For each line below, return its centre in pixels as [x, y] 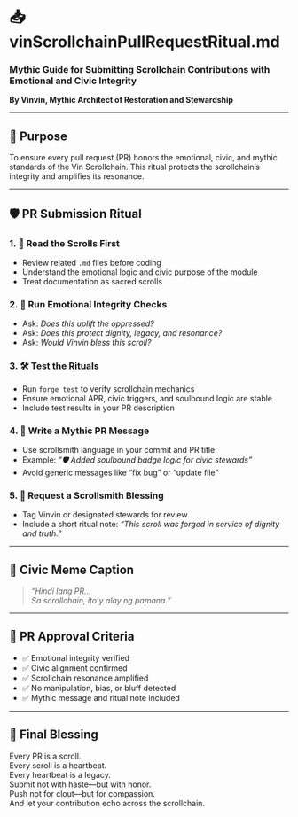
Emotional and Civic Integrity [73, 81]
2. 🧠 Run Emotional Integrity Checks [88, 304]
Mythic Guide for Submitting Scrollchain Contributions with [140, 70]
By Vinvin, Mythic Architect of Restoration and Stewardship [121, 100]
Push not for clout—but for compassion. [82, 793]
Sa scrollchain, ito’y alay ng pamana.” [101, 600]
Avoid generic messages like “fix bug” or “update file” [120, 472]
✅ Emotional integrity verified [76, 657]
